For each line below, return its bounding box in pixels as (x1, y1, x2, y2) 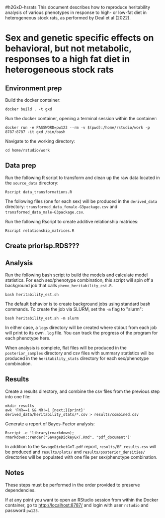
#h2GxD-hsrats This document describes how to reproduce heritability (5, 4, 151, 10)
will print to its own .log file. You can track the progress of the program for (5, 330, 158, 336)
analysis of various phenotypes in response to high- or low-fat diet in (5, 9, 147, 15)
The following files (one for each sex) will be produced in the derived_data (5, 198, 158, 204)
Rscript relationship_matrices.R (5, 228, 75, 233)
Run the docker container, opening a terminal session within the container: (5, 116, 158, 121)
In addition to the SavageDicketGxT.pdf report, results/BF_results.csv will (5, 443, 157, 449)
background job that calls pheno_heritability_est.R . (5, 283, 113, 289)
